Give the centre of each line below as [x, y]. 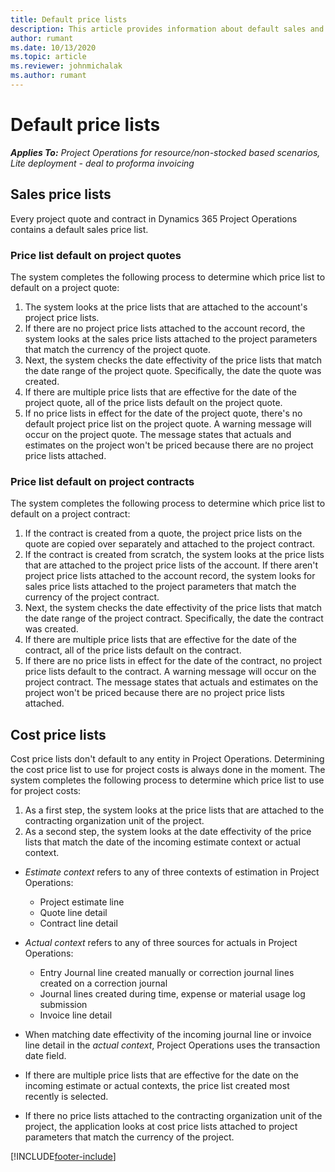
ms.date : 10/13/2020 [53, 47]
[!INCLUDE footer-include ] [63, 1157]
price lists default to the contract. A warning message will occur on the [170, 672]
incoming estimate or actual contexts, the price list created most [157, 1086]
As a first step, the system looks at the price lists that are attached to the [174, 810]
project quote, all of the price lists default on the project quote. [153, 402]
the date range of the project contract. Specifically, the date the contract [174, 618]
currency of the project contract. [92, 597]
